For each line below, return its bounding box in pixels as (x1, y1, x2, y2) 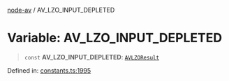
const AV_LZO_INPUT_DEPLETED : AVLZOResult (24, 53, 159, 61)
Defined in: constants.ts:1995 (7, 66, 91, 75)
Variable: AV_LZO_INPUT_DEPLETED (7, 30, 222, 46)
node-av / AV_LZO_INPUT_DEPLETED (7, 6, 115, 14)
